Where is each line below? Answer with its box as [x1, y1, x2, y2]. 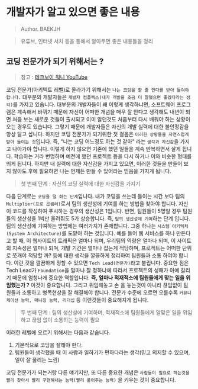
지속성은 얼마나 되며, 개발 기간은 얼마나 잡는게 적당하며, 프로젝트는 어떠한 [12, 244, 181, 252]
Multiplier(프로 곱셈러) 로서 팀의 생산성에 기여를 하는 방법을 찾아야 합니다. [6, 200, 177, 207]
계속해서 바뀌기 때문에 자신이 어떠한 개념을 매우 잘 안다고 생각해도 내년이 [17, 108, 184, 115]
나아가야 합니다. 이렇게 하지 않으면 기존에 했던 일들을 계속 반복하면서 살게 [12, 145, 181, 152]
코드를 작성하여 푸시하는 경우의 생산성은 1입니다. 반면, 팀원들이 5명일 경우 [12, 207, 181, 214]
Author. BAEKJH [20, 25, 61, 33]
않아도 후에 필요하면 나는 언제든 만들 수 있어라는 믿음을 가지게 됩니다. [12, 167, 171, 175]
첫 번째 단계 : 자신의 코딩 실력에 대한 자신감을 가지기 [20, 180, 141, 187]
